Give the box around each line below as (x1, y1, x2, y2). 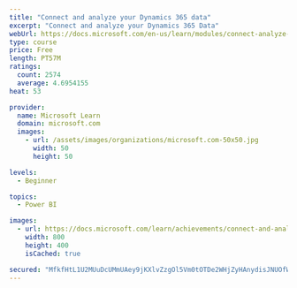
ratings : (9, 63, 42, 72)
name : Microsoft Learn (17, 111, 101, 120)
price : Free (9, 46, 53, 55)
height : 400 (25, 240, 69, 250)
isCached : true (25, 249, 81, 258)
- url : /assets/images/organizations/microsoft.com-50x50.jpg (25, 136, 259, 145)
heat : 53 (9, 87, 42, 95)
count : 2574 (17, 71, 62, 80)
